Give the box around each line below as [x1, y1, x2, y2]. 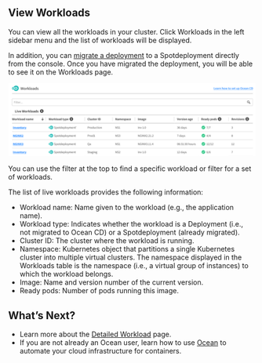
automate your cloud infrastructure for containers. [19, 347, 182, 356]
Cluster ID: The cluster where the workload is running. [19, 236, 195, 245]
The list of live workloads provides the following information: [8, 187, 204, 197]
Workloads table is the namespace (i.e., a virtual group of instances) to [19, 261, 249, 270]
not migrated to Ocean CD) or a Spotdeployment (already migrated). [19, 227, 241, 238]
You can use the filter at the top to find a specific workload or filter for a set [8, 164, 252, 173]
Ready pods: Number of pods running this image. [19, 286, 179, 296]
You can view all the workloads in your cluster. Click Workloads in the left [8, 27, 245, 36]
